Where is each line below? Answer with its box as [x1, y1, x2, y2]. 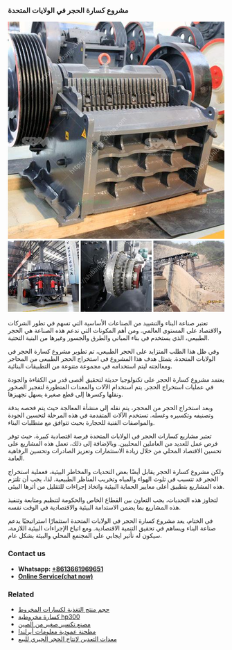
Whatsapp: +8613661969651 [17, 564, 103, 573]
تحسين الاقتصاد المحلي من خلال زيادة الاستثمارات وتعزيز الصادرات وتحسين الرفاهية [8, 447, 222, 455]
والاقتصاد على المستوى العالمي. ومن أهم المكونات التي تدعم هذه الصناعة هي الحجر [8, 326, 222, 335]
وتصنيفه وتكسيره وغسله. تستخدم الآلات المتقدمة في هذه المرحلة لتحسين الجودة [8, 411, 214, 419]
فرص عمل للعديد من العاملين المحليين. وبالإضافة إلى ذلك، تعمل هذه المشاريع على [8, 439, 218, 448]
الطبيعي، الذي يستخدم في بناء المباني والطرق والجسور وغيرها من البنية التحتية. [8, 334, 210, 342]
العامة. [8, 454, 25, 462]
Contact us [8, 549, 46, 558]
